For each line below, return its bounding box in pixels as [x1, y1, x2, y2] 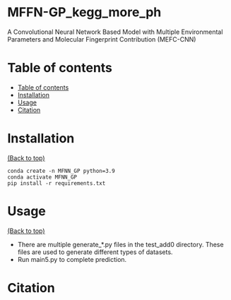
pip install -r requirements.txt [7, 179, 106, 187]
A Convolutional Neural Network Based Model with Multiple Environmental [7, 28, 223, 36]
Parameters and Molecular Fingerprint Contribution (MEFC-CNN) [7, 35, 196, 43]
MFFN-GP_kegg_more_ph [7, 4, 162, 20]
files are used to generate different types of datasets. [17, 248, 173, 256]
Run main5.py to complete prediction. [17, 255, 127, 263]
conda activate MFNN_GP [7, 174, 78, 181]
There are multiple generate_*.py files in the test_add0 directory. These [17, 240, 224, 248]
